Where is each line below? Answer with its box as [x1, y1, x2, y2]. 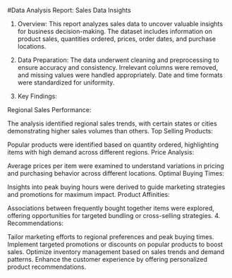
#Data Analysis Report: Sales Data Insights [7, 6, 132, 14]
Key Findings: [17, 92, 58, 100]
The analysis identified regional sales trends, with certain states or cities [7, 119, 217, 128]
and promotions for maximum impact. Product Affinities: [7, 191, 171, 198]
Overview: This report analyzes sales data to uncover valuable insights [17, 20, 224, 28]
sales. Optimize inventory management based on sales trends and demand [7, 248, 225, 256]
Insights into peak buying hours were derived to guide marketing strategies [7, 183, 226, 191]
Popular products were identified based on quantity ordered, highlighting [7, 140, 219, 149]
